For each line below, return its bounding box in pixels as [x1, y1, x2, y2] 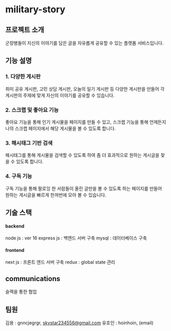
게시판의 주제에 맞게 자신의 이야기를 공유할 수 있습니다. [5, 92, 115, 98]
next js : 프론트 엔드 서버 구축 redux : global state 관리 [5, 259, 115, 265]
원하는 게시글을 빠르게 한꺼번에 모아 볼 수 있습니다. [5, 192, 106, 198]
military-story [5, 4, 66, 15]
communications [5, 274, 60, 283]
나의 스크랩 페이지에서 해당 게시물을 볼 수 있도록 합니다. [5, 125, 116, 132]
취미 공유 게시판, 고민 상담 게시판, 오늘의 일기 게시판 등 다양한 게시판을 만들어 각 [5, 86, 165, 92]
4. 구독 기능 [5, 173, 32, 180]
